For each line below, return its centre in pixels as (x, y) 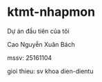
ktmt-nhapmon (51, 12)
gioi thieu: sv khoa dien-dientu (50, 71)
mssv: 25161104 (30, 58)
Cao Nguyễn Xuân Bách (41, 44)
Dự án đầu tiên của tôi (39, 31)
